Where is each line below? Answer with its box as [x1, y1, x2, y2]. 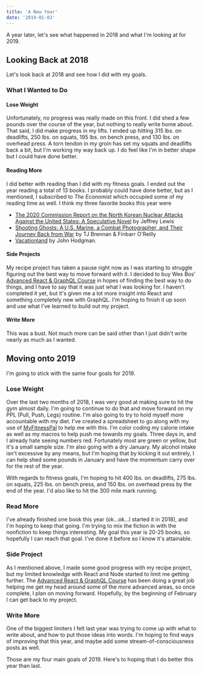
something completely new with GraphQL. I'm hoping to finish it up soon [6, 296, 186, 303]
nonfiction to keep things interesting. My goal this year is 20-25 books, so [6, 529, 190, 536]
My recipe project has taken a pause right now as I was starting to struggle [6, 264, 193, 271]
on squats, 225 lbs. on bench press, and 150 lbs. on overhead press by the [6, 481, 192, 488]
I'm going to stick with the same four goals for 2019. [6, 369, 136, 377]
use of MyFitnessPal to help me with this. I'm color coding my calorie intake [6, 424, 195, 432]
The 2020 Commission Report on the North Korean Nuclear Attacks [14, 211, 183, 218]
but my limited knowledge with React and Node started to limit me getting [6, 570, 189, 577]
